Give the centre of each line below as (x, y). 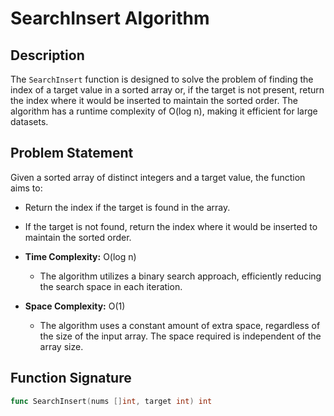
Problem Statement (72, 153)
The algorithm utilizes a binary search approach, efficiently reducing (180, 276)
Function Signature (71, 378)
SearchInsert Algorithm (110, 18)
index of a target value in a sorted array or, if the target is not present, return (167, 90)
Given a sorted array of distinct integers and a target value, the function (158, 177)
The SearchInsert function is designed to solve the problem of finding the (162, 79)
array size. (61, 346)
